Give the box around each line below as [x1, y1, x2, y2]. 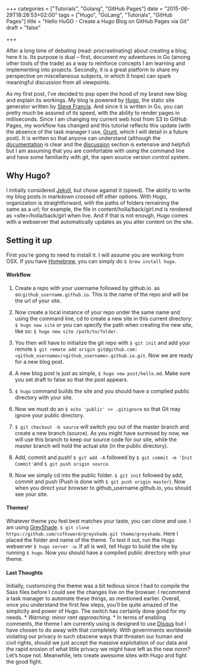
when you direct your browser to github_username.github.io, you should [14, 484, 191, 491]
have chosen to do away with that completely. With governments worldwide [6, 626, 192, 633]
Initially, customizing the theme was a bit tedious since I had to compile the [6, 582, 189, 589]
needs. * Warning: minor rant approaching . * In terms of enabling [6, 614, 166, 621]
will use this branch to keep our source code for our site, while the [14, 436, 177, 443]
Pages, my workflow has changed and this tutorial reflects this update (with [6, 122, 191, 129]
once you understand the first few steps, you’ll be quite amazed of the [6, 601, 178, 608]
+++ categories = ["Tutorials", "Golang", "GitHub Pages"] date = [6, 5, 163, 12]
